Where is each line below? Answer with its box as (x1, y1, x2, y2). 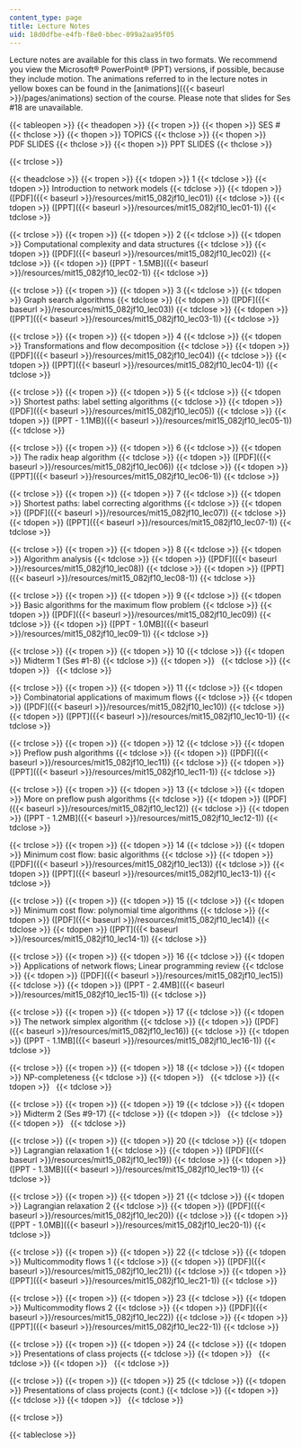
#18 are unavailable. (9, 103, 84, 113)
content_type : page (9, 13, 83, 22)
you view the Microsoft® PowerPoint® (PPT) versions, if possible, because (9, 64, 285, 75)
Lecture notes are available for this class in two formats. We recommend (9, 55, 278, 66)
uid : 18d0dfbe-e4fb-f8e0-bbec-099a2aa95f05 (9, 30, 175, 39)
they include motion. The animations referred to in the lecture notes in (9, 74, 268, 85)
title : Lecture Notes (9, 22, 91, 31)
